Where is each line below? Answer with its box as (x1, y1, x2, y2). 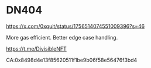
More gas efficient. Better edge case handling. (6, 34, 118, 41)
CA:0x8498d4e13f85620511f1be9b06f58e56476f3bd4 (6, 56, 138, 63)
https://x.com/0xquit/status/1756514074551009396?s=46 (6, 23, 145, 30)
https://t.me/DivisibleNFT (6, 45, 67, 52)
